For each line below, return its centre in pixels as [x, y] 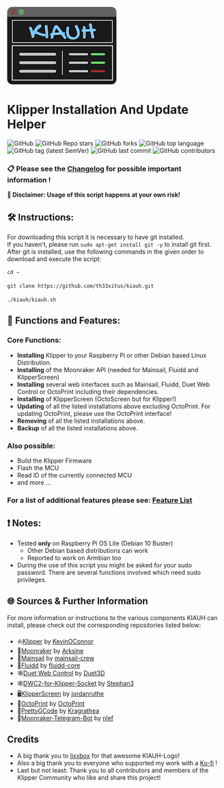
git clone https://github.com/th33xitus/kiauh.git [81, 286]
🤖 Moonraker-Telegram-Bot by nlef [65, 718]
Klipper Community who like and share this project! [89, 778]
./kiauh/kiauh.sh [32, 300]
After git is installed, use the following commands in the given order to [106, 252]
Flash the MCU [38, 468]
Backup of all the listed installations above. [77, 428]
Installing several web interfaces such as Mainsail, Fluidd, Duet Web [113, 384]
